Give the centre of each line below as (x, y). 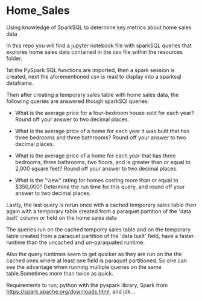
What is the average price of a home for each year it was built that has (102, 131)
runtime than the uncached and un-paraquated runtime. (75, 242)
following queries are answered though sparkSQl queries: (78, 101)
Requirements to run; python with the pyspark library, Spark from (87, 285)
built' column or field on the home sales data (62, 217)
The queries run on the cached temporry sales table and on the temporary (99, 229)
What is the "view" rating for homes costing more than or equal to (97, 180)
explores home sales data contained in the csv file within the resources (94, 51)
